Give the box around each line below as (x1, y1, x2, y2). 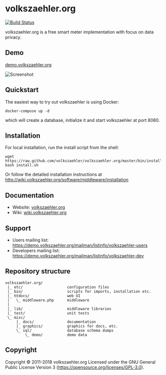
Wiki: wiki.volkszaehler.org (12, 210, 67, 215)
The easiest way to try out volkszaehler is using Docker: (5, 99, 120, 105)
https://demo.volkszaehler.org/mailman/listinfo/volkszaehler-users (12, 242, 148, 248)
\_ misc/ (7, 315, 26, 320)
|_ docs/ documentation (16, 319, 96, 324)
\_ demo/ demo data (25, 332, 87, 337)
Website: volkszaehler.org (12, 204, 65, 211)
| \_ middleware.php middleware (7, 298, 90, 303)
